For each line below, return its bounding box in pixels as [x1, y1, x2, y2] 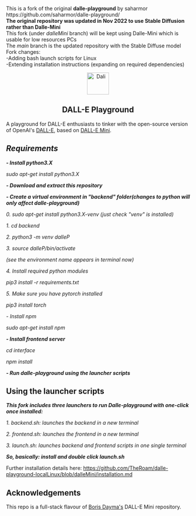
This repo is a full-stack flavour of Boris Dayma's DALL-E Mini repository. [6, 503, 181, 511]
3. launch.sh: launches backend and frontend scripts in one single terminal [6, 442, 187, 449]
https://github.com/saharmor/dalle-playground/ [6, 11, 120, 18]
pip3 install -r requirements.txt [6, 278, 79, 285]
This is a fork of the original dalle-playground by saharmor [6, 5, 148, 12]
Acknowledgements [6, 488, 81, 498]
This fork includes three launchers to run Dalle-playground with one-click [6, 402, 189, 409]
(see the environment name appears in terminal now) [6, 256, 134, 263]
